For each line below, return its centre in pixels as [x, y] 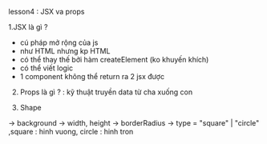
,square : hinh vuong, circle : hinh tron [71, 132]
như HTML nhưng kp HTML [65, 51]
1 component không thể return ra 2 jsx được [92, 76]
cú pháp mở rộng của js [59, 42]
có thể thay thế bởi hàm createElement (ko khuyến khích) [114, 60]
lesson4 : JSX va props [47, 12]
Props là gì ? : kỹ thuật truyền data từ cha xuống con [106, 92]
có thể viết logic [47, 68]
